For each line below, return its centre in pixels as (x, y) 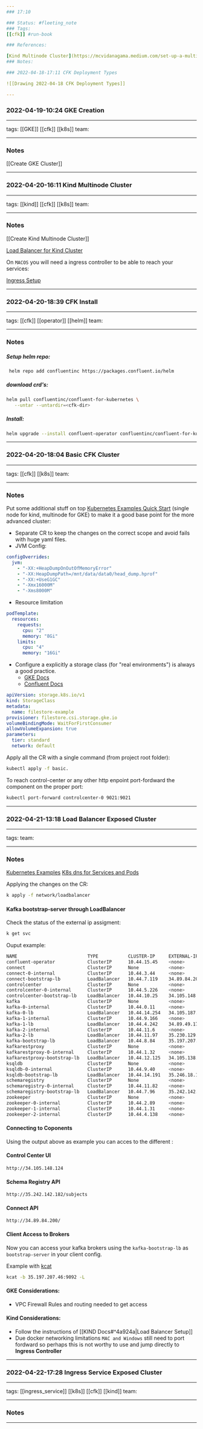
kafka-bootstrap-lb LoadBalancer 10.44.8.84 (81, 1041)
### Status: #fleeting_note (42, 23)
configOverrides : (28, 557)
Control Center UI (29, 1155)
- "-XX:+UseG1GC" (39, 579)
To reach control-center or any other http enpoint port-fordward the (91, 780)
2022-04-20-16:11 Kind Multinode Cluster (69, 185)
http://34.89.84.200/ (34, 1221)
